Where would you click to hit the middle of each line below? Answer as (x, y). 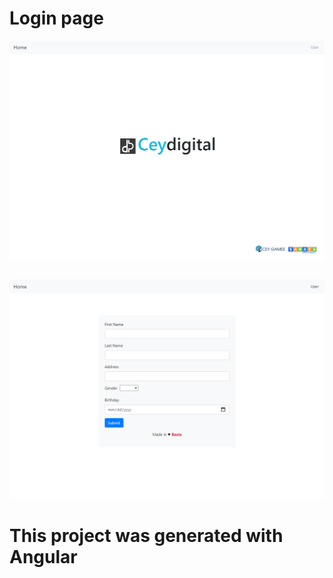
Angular (43, 556)
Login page (56, 18)
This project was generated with (146, 535)
